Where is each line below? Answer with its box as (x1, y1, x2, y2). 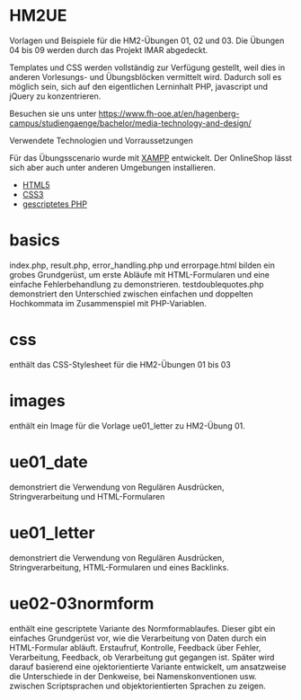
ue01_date (9, 451, 88, 472)
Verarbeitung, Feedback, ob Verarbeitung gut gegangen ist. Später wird (9, 651, 275, 662)
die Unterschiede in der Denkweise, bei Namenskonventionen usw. (9, 670, 258, 681)
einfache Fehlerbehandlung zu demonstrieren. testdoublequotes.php (9, 279, 264, 289)
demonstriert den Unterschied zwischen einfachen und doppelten (9, 288, 253, 299)
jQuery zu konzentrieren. (9, 91, 102, 102)
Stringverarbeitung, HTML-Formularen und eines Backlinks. (9, 562, 229, 572)
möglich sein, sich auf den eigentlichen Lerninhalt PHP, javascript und (9, 81, 268, 92)
